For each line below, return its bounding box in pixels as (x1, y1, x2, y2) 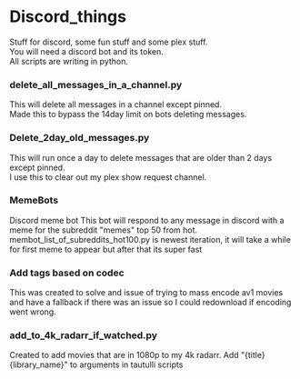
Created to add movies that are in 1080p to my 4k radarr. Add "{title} (9, 350, 265, 361)
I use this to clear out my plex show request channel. (9, 171, 207, 183)
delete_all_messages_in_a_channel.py (9, 78, 183, 91)
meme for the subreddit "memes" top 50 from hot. (9, 224, 198, 235)
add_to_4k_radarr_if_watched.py (9, 329, 157, 342)
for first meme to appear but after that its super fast (9, 244, 203, 254)
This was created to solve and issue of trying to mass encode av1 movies (9, 287, 284, 298)
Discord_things (9, 6, 127, 27)
